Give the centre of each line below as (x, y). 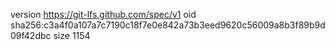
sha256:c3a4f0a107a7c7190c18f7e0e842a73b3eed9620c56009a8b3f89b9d (168, 25)
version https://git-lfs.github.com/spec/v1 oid (103, 14)
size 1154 (72, 35)
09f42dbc (31, 35)
